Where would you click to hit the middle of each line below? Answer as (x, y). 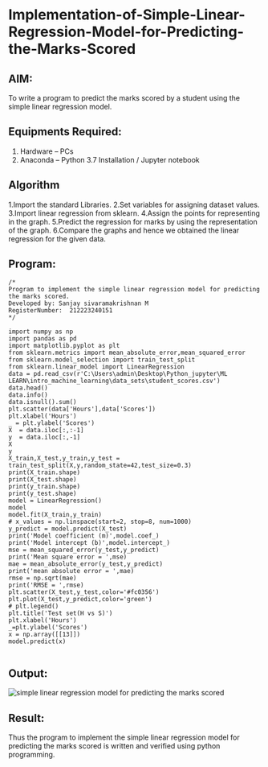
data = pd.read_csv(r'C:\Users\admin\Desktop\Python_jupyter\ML (118, 374)
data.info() (28, 395)
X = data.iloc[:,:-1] (46, 431)
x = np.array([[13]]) (45, 635)
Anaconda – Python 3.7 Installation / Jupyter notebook (110, 159)
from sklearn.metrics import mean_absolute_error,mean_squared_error (127, 353)
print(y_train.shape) (45, 487)
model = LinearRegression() (55, 501)
